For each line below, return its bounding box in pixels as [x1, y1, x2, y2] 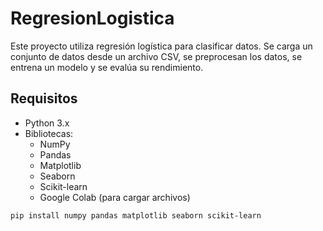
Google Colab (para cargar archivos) [39, 191, 191, 203]
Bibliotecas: [24, 127, 74, 139]
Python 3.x [24, 117, 70, 129]
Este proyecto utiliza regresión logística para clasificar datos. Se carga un [10, 40, 313, 52]
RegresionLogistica [10, 7, 175, 30]
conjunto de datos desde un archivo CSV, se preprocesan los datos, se [10, 50, 303, 62]
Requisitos [10, 90, 78, 107]
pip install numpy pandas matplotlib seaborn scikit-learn [10, 210, 262, 221]
